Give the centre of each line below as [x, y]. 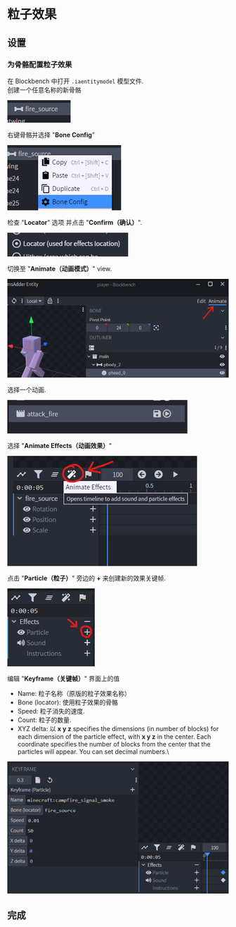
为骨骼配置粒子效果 [40, 64]
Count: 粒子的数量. [44, 720]
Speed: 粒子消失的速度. [51, 711]
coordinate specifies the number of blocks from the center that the [114, 745]
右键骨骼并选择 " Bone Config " [51, 135]
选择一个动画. [27, 390]
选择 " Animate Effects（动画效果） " [60, 446]
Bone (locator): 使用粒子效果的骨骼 [67, 702]
